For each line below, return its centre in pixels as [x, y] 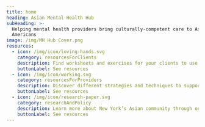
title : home [21, 12]
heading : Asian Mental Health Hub [50, 18]
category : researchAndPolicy [54, 103]
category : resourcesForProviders [60, 80]
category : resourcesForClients [57, 57]
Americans [24, 35]
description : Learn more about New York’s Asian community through [105, 108]
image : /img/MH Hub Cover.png [45, 40]
